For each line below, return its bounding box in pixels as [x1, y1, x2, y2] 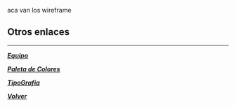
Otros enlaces [7, 26, 70, 38]
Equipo [7, 51, 29, 59]
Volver [7, 92, 27, 100]
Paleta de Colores [7, 64, 61, 73]
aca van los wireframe [7, 6, 72, 14]
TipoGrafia [7, 78, 40, 87]
